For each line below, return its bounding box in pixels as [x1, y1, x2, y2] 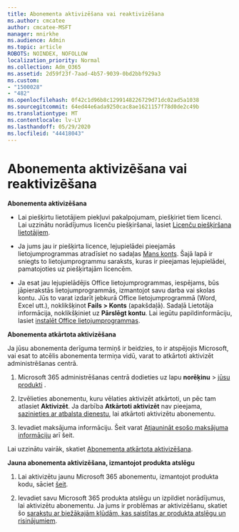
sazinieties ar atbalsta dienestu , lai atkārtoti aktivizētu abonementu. [17, 409, 216, 418]
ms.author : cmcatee [7, 17, 66, 24]
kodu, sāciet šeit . [17, 480, 68, 488]
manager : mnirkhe [7, 30, 59, 38]
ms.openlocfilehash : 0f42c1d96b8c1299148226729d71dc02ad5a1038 [7, 97, 200, 104]
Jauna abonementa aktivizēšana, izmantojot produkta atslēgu [7, 459, 195, 467]
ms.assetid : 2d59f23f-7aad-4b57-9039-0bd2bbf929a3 [7, 70, 161, 77]
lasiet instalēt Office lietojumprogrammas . [17, 317, 141, 325]
